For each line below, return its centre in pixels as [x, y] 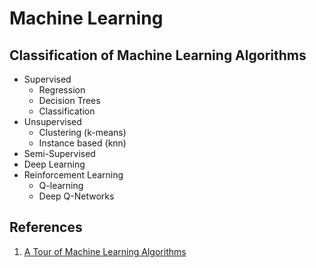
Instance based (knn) [82, 143]
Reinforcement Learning [73, 175]
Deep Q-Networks [76, 196]
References [46, 227]
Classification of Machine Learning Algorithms [158, 55]
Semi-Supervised [59, 153]
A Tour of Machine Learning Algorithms [105, 251]
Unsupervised [52, 121]
